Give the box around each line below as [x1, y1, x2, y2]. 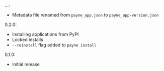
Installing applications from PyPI [12, 31, 79, 37]
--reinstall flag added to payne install [12, 42, 97, 47]
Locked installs [12, 36, 43, 42]
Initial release [12, 61, 40, 67]
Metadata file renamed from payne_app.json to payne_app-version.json [12, 12, 159, 17]
